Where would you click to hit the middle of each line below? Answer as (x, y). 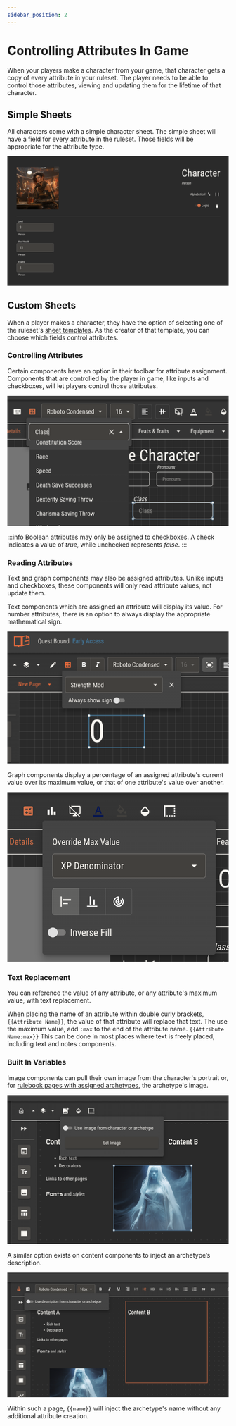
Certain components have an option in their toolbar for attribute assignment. (117, 371)
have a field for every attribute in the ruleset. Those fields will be (100, 139)
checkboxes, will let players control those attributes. (83, 386)
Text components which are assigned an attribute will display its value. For (115, 607)
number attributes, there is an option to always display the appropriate (109, 614)
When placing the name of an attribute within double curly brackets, (106, 1014)
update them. (27, 593)
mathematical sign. (35, 622)
